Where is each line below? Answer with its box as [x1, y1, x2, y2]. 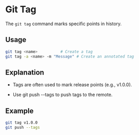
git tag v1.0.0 [5, 120, 38, 125]
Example [5, 106, 34, 115]
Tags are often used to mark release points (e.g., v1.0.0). [12, 82, 132, 88]
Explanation [5, 68, 45, 76]
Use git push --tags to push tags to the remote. [12, 91, 113, 98]
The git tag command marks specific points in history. [5, 21, 122, 27]
